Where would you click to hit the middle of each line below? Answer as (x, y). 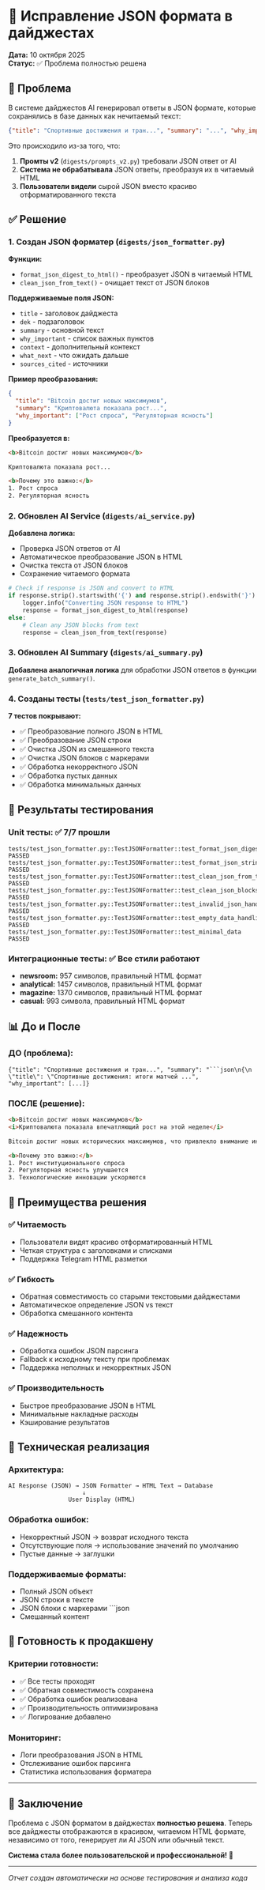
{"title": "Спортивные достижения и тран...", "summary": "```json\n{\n (130, 1069)
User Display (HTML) (102, 1500)
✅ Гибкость (32, 1279)
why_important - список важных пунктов (87, 338)
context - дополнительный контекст (80, 347)
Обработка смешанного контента (76, 1313)
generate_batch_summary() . (52, 678)
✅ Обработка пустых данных (69, 776)
